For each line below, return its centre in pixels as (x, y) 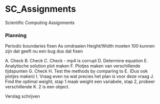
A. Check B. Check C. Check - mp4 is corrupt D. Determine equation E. (77, 61)
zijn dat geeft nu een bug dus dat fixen (44, 51)
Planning (16, 35)
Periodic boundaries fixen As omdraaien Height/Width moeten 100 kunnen (80, 46)
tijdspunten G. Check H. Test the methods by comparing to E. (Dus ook (77, 71)
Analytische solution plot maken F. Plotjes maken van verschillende (73, 66)
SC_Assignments (41, 9)
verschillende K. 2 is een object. (37, 87)
